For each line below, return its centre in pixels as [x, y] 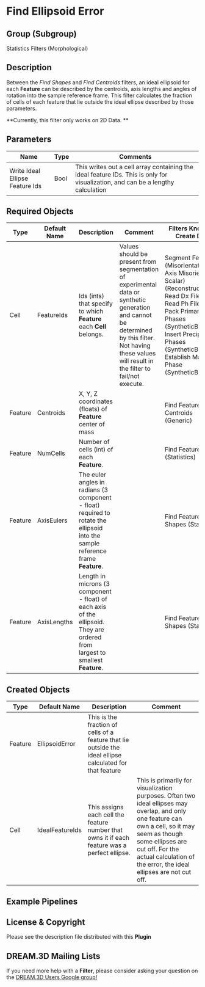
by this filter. [137, 338]
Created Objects [38, 689]
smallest [91, 660]
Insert [173, 334]
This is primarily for [164, 781]
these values [138, 354]
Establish [178, 357]
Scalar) [175, 281]
